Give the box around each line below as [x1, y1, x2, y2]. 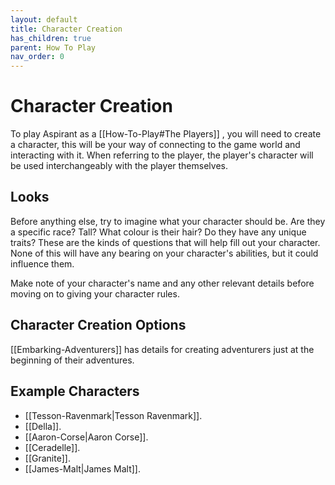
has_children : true [10, 33, 92, 43]
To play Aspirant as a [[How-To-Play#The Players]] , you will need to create [10, 128, 322, 140]
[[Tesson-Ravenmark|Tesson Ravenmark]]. [24, 409, 203, 421]
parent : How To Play [10, 42, 97, 53]
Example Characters [10, 383, 140, 400]
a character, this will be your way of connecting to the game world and [10, 139, 301, 151]
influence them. [10, 257, 75, 270]
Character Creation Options [10, 317, 187, 334]
